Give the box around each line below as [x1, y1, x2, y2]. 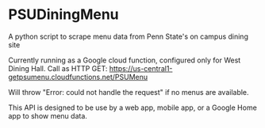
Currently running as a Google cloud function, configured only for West [8, 55, 241, 65]
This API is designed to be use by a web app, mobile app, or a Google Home [8, 103, 258, 112]
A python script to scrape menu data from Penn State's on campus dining [8, 32, 248, 41]
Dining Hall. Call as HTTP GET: [8, 63, 108, 73]
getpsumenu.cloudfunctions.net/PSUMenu [8, 72, 148, 81]
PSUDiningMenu [8, 6, 119, 24]
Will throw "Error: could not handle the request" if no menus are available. [8, 87, 249, 96]
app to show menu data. [8, 111, 87, 120]
